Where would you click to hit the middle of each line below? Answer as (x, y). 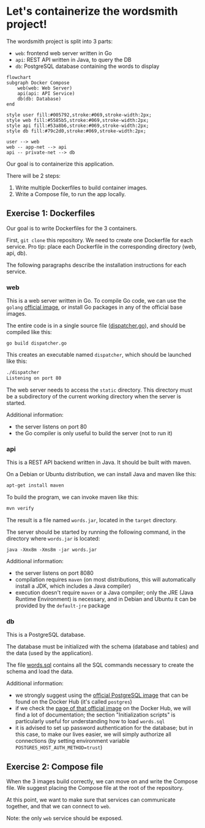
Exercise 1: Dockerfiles (51, 214)
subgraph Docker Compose (38, 83)
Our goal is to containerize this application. (60, 164)
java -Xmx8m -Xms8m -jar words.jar (52, 550)
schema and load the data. (40, 672)
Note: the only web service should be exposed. (65, 818)
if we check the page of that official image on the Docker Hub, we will (103, 708)
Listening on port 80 (34, 378)
